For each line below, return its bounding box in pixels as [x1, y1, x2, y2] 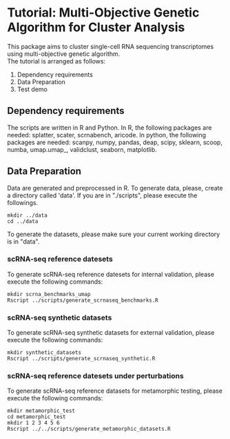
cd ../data [7, 217, 39, 225]
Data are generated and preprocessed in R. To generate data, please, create [7, 184, 223, 192]
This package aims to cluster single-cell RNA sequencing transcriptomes [7, 42, 214, 50]
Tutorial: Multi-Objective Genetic [7, 5, 200, 21]
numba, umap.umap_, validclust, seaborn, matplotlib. [7, 145, 157, 153]
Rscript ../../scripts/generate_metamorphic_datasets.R [7, 426, 171, 433]
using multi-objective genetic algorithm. [7, 50, 121, 58]
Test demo [17, 85, 48, 93]
